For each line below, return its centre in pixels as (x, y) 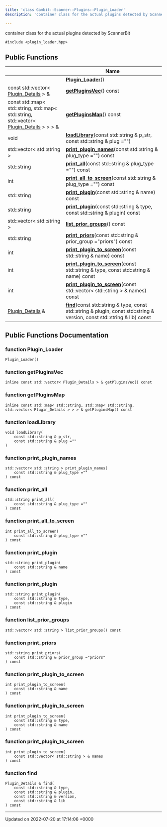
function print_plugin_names (41, 458)
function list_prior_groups (37, 620)
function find (21, 773)
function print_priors (31, 643)
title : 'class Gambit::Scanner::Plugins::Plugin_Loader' (65, 10)
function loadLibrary (31, 422)
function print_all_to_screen (40, 521)
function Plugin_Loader (34, 349)
